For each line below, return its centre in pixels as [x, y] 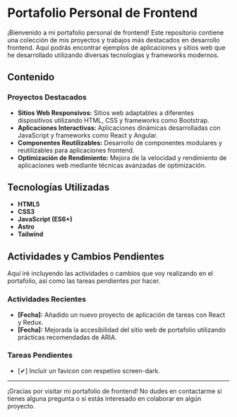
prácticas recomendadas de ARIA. [67, 337]
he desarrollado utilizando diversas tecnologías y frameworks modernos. [113, 55]
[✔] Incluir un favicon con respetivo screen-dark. [89, 370]
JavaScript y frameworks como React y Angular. [88, 135]
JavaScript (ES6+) [45, 219]
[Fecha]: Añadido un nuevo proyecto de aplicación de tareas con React [121, 315]
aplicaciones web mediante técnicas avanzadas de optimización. [112, 165]
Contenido [31, 77]
